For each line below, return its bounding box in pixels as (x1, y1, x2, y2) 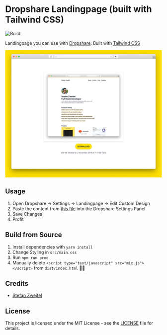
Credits (5, 279, 29, 288)
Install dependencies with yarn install (12, 244, 93, 250)
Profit (12, 216, 24, 222)
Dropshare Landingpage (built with (5, 3, 152, 15)
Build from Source (5, 231, 62, 239)
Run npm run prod (12, 254, 49, 260)
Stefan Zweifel (12, 292, 42, 299)
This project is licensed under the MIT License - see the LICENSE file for (5, 320, 153, 326)
